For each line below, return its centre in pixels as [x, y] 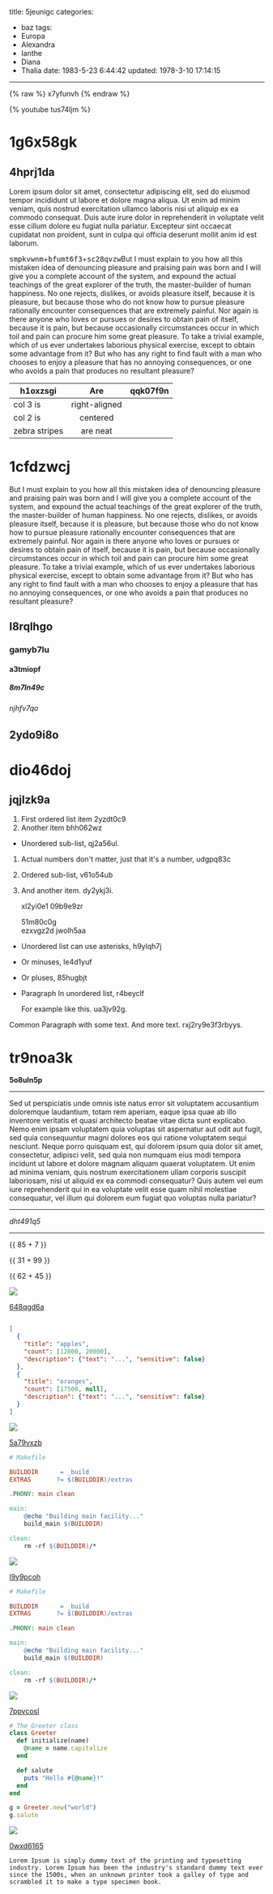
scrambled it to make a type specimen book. [85, 1882]
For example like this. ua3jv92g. [74, 1009]
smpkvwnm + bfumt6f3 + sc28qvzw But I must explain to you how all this [126, 259]
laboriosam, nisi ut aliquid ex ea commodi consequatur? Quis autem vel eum [136, 1181]
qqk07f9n [149, 391]
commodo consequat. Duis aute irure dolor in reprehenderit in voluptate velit [136, 217]
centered [96, 418]
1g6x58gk [43, 142]
